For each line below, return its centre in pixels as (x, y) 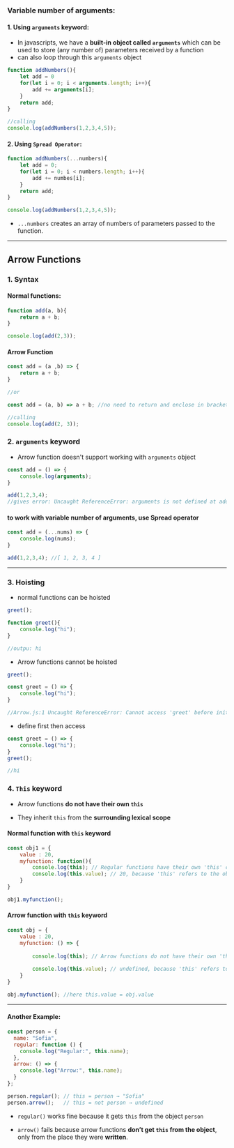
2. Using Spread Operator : (45, 144)
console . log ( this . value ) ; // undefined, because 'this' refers (126, 969)
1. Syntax (23, 279)
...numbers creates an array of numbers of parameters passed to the (116, 224)
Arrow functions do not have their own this (80, 803)
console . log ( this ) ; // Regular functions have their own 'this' (127, 868)
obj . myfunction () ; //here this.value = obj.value (81, 995)
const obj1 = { (29, 848)
